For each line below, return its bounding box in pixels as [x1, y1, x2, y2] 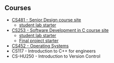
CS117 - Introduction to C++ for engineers [11, 48, 96, 54]
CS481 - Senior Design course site [11, 17, 81, 22]
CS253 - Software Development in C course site [11, 27, 109, 33]
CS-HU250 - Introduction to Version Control [11, 53, 101, 59]
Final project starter [19, 38, 59, 43]
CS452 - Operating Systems [11, 42, 69, 48]
